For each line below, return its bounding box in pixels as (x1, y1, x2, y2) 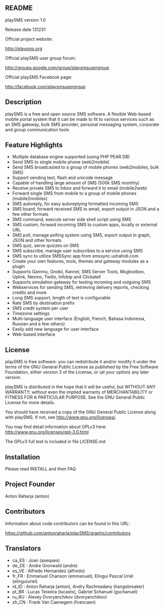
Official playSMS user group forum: (5, 55, 76, 61)
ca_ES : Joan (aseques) (12, 557, 60, 563)
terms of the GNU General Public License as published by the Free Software (5, 364, 159, 370)
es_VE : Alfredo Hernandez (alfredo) (12, 568, 85, 574)
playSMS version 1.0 (5, 17, 46, 23)
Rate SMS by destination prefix (12, 300, 75, 306)
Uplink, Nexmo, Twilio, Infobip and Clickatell (12, 274, 101, 280)
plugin (12, 263, 25, 269)
